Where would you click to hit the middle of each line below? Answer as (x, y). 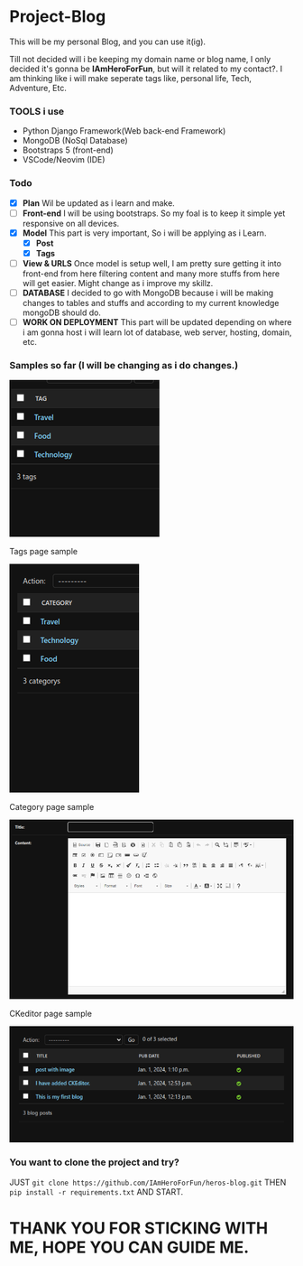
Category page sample (52, 807)
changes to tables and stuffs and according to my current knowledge (151, 303)
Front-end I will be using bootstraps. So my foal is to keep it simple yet (154, 213)
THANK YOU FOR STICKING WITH (139, 1229)
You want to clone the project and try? (95, 1162)
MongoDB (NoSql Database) (75, 141)
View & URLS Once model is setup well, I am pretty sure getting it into (152, 263)
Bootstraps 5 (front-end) (68, 150)
